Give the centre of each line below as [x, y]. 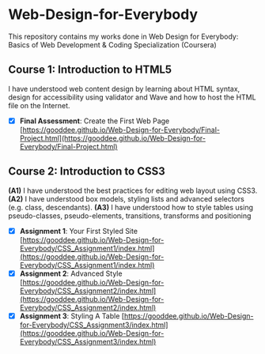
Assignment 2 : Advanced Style [71, 273]
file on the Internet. [39, 105]
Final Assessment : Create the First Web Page [95, 121]
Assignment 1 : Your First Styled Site [79, 231]
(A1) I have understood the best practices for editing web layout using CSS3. [133, 190]
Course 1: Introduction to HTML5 [90, 70]
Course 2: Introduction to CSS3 [87, 171]
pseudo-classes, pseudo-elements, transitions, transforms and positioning [130, 216]
